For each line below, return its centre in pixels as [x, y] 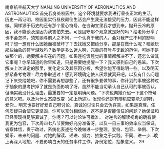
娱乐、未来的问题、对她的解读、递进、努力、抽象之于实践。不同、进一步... [80, 135]
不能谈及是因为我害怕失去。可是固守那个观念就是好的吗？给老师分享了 [88, 32]
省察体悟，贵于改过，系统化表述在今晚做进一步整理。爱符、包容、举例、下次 [82, 129]
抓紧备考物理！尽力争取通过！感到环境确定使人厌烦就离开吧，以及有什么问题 [82, 74]
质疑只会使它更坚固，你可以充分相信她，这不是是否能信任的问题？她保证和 [84, 111]
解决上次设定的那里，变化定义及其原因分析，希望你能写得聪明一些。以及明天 [82, 68]
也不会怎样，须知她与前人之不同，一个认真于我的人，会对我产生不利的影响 [80, 38]
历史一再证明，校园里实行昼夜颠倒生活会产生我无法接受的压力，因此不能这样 [82, 19]
